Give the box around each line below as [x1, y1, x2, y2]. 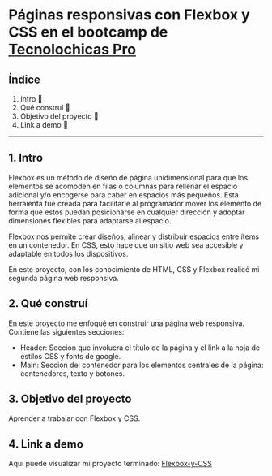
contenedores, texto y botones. [19, 368, 125, 379]
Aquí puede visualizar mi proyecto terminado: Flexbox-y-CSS [8, 459, 213, 469]
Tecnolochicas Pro [8, 41, 136, 58]
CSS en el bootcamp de [8, 23, 168, 41]
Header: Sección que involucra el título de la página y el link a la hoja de [19, 343, 261, 353]
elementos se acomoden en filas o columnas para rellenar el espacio [8, 181, 238, 191]
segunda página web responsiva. [8, 273, 119, 283]
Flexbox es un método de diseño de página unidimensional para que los [8, 172, 249, 182]
